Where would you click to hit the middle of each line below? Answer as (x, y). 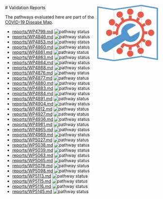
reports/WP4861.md (32, 52)
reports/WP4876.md (33, 73)
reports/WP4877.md (32, 78)
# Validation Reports (25, 8)
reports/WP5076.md (32, 166)
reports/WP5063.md (33, 155)
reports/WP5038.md (33, 145)
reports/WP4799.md (33, 32)
